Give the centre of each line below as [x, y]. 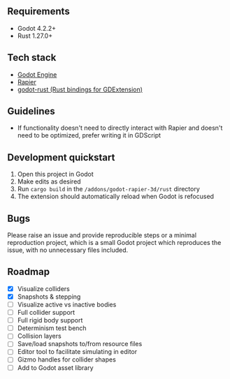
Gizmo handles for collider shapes [67, 359]
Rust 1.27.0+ [35, 36]
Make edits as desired [49, 181]
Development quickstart [61, 157]
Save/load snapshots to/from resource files [80, 344]
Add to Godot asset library [55, 367]
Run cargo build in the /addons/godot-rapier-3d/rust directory [109, 189]
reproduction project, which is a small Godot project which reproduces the [114, 243]
